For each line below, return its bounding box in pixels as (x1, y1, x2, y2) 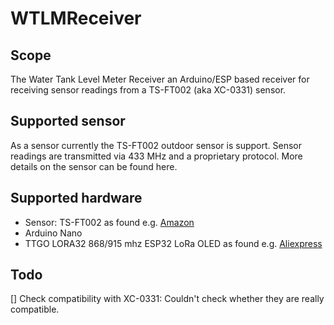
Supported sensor (10, 113, 126, 130)
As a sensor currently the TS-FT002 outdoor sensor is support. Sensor (10, 139, 303, 151)
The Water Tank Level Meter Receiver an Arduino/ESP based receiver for (10, 73, 310, 85)
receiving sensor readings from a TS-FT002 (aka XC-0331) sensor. (10, 84, 287, 96)
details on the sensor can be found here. (10, 160, 178, 172)
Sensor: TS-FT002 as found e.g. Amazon (24, 216, 195, 228)
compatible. (10, 303, 60, 316)
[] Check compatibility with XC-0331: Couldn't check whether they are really (10, 293, 325, 305)
